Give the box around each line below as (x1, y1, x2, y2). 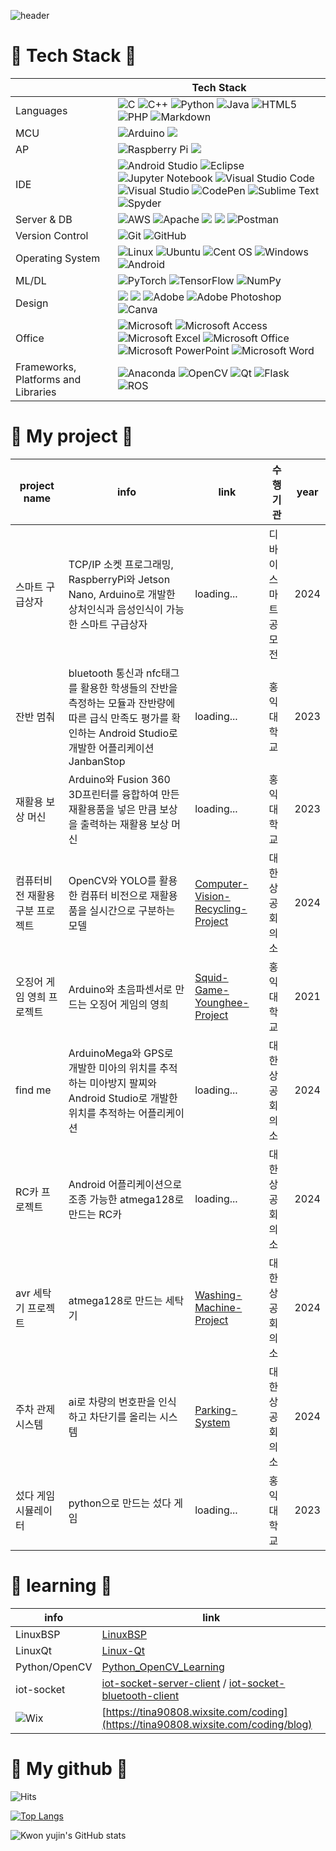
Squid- (194, 970, 229, 984)
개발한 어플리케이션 (68, 741, 155, 755)
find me (15, 1083, 52, 1097)
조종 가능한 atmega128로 (68, 1192, 185, 1206)
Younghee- (194, 995, 250, 1009)
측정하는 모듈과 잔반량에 (68, 696, 176, 710)
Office (15, 331, 45, 345)
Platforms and (15, 372, 82, 386)
